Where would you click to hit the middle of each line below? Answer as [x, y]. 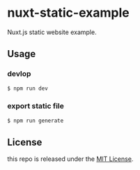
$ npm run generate [36, 121]
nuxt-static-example [69, 13]
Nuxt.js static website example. [52, 32]
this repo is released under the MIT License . [70, 159]
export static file [36, 106]
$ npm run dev [28, 88]
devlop [19, 74]
